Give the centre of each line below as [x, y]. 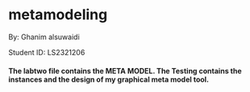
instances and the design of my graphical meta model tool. [109, 79]
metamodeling [58, 15]
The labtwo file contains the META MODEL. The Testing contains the [125, 70]
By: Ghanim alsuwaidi [44, 37]
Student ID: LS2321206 [47, 52]
